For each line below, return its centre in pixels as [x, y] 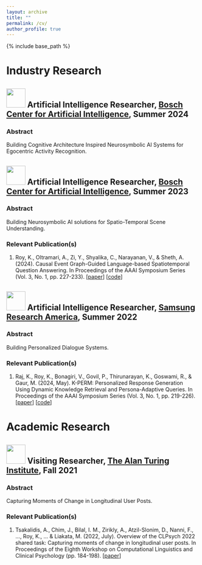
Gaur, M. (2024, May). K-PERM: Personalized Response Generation [99, 383]
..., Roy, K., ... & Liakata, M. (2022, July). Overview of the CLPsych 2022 [105, 536]
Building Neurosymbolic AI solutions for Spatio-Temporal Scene [86, 222]
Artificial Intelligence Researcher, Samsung [111, 307]
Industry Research [54, 71]
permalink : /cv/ [27, 23]
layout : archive [27, 12]
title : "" [19, 18]
